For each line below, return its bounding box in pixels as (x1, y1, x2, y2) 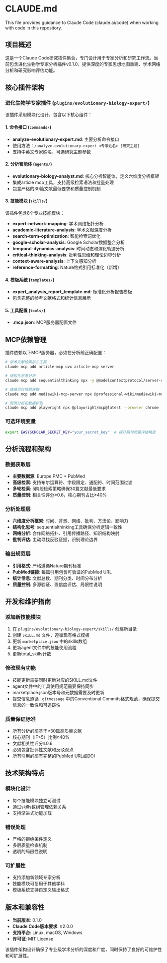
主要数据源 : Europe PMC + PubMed (12, 473, 85, 480)
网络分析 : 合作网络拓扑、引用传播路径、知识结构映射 (12, 530, 120, 536)
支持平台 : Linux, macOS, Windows (12, 930, 83, 936)
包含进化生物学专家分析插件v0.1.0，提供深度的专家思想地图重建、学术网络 (9, 61, 161, 67)
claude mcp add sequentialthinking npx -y (5, 378, 94, 383)
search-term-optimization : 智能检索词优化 (12, 233, 101, 239)
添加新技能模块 (5, 614, 41, 621)
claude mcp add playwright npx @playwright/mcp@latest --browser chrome (5, 405, 159, 410)
